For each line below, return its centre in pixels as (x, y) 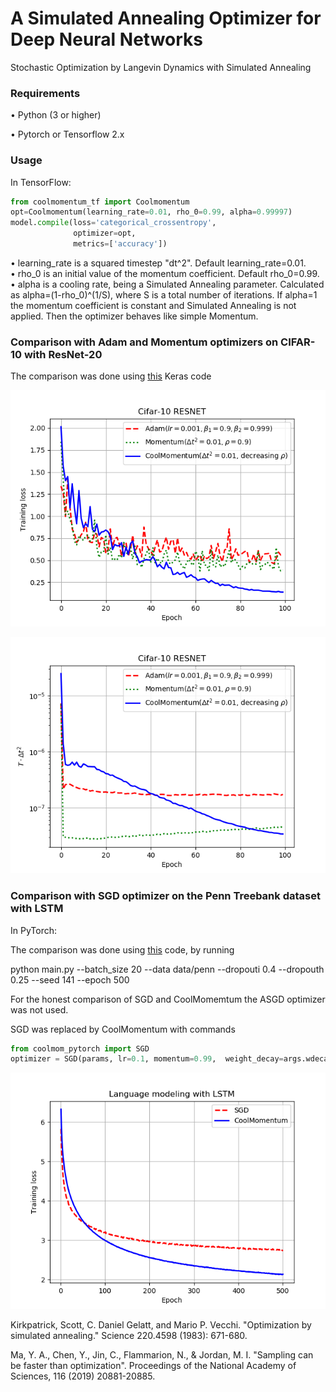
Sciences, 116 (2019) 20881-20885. (83, 1376)
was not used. (39, 1009)
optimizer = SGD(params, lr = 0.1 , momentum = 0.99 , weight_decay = (147, 1059)
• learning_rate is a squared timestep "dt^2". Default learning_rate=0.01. (158, 263)
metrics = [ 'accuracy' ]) (120, 244)
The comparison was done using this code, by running (122, 949)
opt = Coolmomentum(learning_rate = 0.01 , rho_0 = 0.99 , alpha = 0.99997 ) (151, 212)
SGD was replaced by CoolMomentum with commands (123, 1029)
